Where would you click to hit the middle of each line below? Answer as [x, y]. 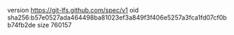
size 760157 [54, 25]
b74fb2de [22, 25]
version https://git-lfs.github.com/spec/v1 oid [73, 10]
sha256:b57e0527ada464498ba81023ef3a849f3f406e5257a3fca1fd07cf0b [117, 17]
